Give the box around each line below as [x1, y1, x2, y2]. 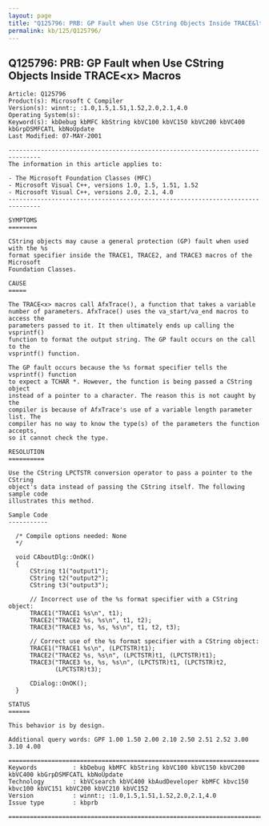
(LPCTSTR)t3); [54, 666, 102, 674]
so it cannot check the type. [8, 434, 110, 442]
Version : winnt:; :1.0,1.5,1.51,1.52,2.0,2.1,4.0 [8, 792, 217, 800]
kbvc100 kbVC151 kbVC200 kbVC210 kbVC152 [8, 785, 149, 793]
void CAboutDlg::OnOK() [15, 553, 94, 561]
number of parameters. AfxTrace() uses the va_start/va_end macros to [8, 308, 249, 316]
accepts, [8, 427, 38, 435]
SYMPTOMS [8, 217, 38, 225]
